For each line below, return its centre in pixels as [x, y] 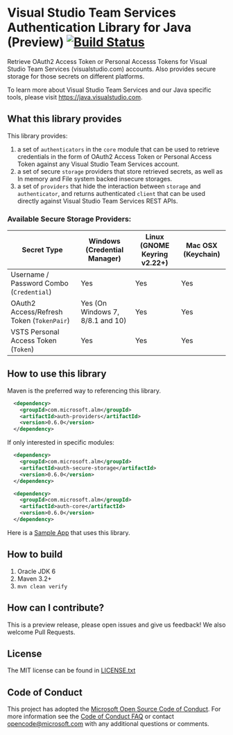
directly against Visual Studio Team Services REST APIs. [97, 201]
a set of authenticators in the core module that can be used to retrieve [118, 149]
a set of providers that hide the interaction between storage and [109, 186]
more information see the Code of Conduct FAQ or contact [91, 716]
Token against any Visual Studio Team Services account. [98, 164]
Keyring [155, 254]
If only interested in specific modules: [61, 443]
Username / [30, 274]
